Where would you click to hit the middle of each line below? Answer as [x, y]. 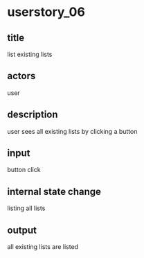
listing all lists [26, 208]
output [22, 230]
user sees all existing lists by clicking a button [72, 131]
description [33, 115]
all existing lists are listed [43, 247]
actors [21, 76]
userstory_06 [46, 12]
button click [24, 170]
